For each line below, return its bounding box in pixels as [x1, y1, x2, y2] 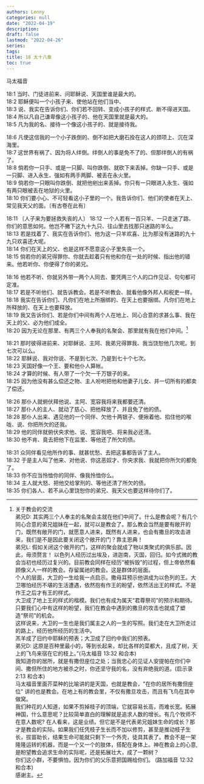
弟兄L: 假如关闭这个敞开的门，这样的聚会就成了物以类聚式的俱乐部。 [15, 543, 186, 551]
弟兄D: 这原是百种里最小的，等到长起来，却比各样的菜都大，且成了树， [15, 642, 192, 650]
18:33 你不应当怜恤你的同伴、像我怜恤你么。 [6, 472, 117, 479]
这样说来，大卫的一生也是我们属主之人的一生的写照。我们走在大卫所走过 [15, 619, 196, 627]
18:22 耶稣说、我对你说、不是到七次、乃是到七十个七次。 [6, 355, 149, 362]
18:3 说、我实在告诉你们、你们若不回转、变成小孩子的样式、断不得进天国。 [6, 105, 194, 112]
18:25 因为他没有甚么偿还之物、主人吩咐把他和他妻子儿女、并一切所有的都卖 [6, 377, 197, 385]
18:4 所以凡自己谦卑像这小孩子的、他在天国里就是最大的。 [6, 113, 152, 120]
